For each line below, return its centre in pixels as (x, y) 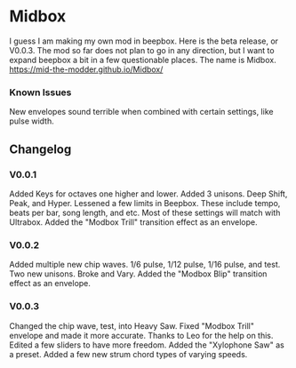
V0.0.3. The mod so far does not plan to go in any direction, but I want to (142, 50)
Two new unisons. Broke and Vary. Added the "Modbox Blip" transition (138, 274)
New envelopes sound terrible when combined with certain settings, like (141, 112)
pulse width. (32, 121)
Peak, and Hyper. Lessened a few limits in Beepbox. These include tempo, (145, 203)
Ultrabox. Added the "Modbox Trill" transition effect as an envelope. (133, 222)
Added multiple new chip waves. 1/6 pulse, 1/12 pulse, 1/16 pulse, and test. (145, 265)
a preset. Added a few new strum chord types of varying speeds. (128, 354)
